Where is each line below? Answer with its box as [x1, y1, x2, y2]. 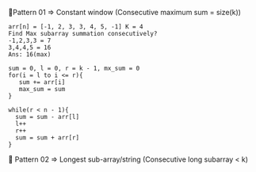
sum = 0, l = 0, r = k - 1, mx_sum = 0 [8, 64, 140, 72]
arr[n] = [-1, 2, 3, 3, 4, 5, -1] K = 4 [8, 23, 144, 31]
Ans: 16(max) [8, 51, 52, 59]
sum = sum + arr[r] [15, 134, 80, 142]
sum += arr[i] [18, 78, 66, 86]
